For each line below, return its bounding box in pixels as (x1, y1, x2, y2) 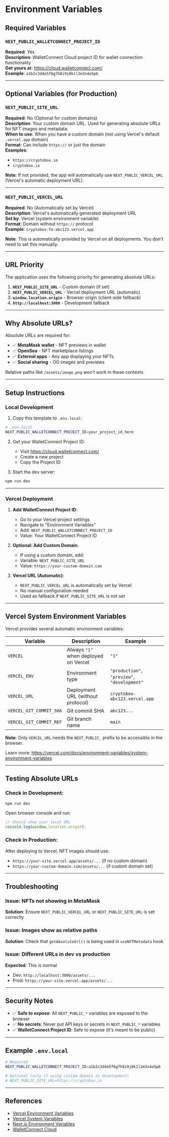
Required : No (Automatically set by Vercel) (5, 205, 94, 211)
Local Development (5, 404, 54, 411)
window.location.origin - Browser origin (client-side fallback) (12, 294, 141, 300)
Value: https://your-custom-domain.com (20, 563, 102, 569)
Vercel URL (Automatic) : (12, 573, 64, 579)
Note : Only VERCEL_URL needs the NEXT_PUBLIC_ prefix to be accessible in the (5, 734, 162, 741)
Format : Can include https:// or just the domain (5, 142, 106, 148)
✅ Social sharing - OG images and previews (12, 359, 105, 365)
